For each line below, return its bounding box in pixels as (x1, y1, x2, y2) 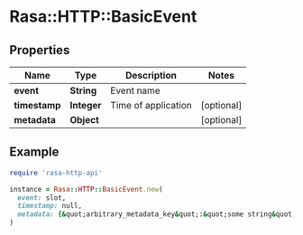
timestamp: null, (17, 202, 83, 211)
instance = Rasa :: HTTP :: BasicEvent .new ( (9, 184, 164, 193)
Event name (110, 84, 161, 97)
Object (69, 114, 99, 126)
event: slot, (17, 193, 67, 202)
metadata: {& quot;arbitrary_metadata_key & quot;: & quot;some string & (17, 210, 277, 219)
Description (125, 70, 178, 81)
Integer (69, 99, 102, 111)
